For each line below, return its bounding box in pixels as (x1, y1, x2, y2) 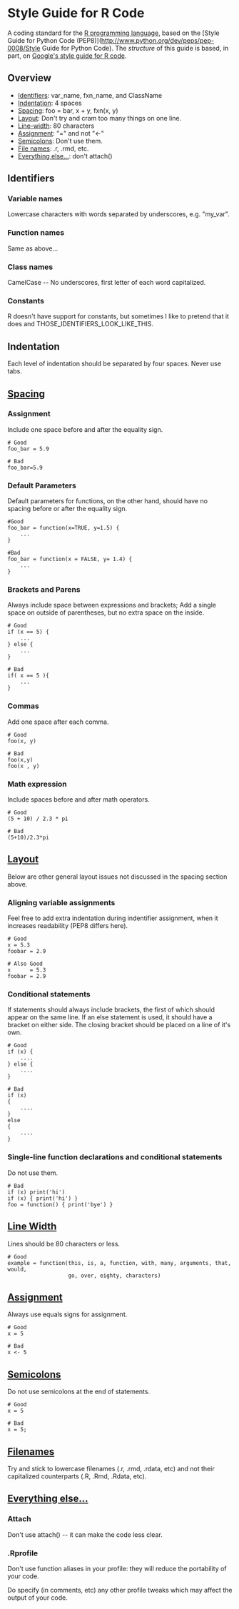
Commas (7, 701, 39, 711)
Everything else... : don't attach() (17, 151, 113, 160)
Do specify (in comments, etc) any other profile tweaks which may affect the (7, 1585, 233, 1594)
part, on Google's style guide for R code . (7, 51, 127, 60)
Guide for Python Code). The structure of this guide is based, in (41, 44, 229, 52)
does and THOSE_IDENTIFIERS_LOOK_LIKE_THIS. (7, 320, 153, 328)
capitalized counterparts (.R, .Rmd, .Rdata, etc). (7, 1472, 147, 1481)
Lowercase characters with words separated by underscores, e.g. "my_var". (7, 210, 230, 218)
